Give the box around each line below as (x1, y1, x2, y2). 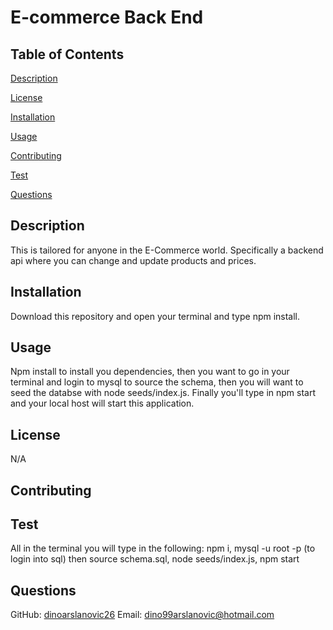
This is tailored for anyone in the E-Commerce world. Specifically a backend (10, 244, 324, 256)
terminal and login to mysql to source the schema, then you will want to (10, 376, 304, 388)
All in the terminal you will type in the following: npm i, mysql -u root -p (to (10, 542, 316, 555)
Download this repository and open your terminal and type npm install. (10, 310, 301, 322)
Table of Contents (10, 46, 125, 63)
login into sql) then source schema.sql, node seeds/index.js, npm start (10, 553, 300, 565)
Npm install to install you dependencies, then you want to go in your (10, 366, 290, 378)
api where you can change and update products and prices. (10, 254, 257, 266)
